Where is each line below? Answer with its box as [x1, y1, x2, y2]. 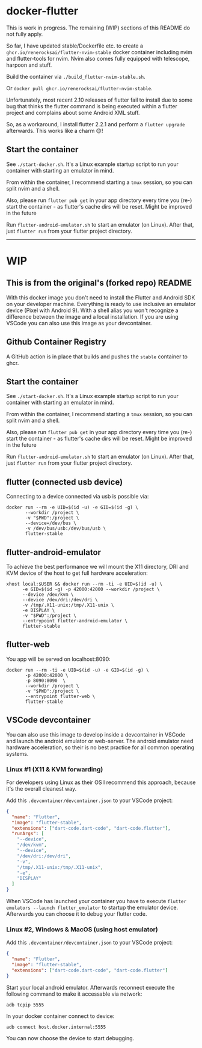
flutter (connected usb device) [6, 477, 123, 487]
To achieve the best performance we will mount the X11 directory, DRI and [6, 563, 189, 570]
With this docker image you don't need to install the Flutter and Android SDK [6, 293, 195, 301]
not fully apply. [6, 30, 43, 37]
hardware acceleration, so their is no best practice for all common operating [6, 744, 195, 751]
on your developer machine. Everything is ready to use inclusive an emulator [6, 300, 196, 307]
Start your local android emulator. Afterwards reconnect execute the [6, 984, 175, 991]
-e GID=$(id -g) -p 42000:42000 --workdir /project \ [22, 586, 161, 592]
